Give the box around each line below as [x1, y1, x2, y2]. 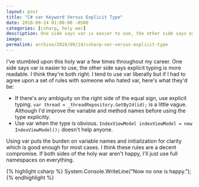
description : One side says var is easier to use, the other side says [6, 31, 187, 37]
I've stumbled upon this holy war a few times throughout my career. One [6, 57, 182, 65]
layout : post [6, 8, 38, 15]
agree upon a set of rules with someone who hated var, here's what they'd [6, 76, 188, 83]
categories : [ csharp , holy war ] [6, 25, 86, 31]
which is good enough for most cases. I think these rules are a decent [6, 143, 176, 151]
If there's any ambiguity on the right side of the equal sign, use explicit [14, 94, 187, 101]
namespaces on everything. [6, 156, 74, 163]
